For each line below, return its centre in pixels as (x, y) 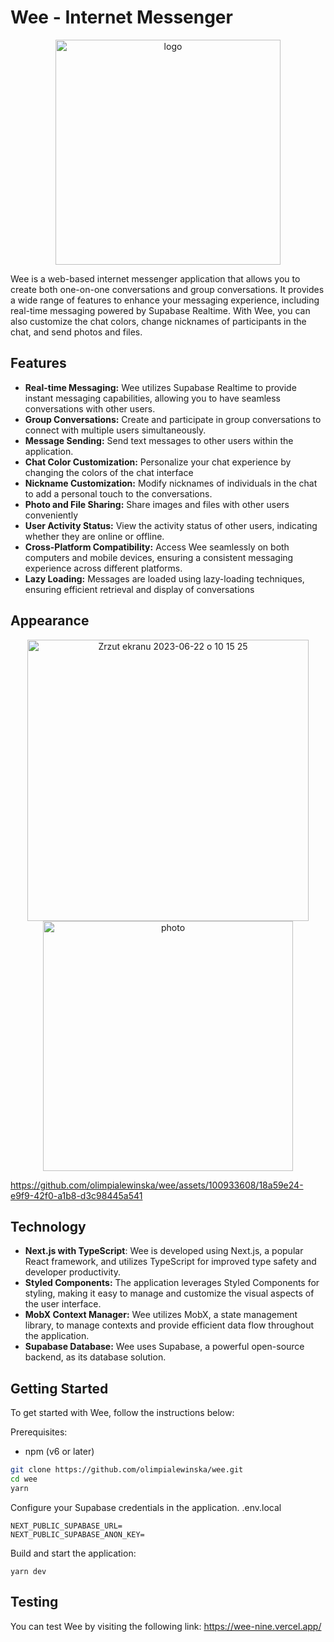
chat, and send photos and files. (76, 332)
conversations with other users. (90, 408)
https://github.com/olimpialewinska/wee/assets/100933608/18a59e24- (157, 1185)
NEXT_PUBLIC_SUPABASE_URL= (66, 1526)
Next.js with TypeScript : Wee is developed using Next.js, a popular (164, 1251)
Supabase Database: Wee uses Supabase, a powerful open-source (164, 1347)
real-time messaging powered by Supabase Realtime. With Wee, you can (160, 310)
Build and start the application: (73, 1553)
